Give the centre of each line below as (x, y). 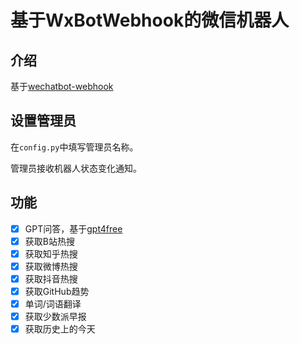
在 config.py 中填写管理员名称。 (74, 147)
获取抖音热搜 (51, 278)
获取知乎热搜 (51, 253)
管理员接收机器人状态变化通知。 (76, 168)
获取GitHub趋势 (57, 291)
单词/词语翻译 (53, 304)
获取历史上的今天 (60, 329)
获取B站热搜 (49, 241)
